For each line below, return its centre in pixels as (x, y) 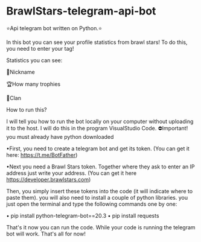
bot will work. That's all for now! (46, 234)
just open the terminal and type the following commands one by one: (92, 204)
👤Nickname (21, 72)
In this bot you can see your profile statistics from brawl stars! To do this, (97, 42)
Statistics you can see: (34, 60)
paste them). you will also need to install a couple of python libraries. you (97, 197)
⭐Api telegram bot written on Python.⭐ (54, 28)
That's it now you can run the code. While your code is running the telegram (101, 227)
